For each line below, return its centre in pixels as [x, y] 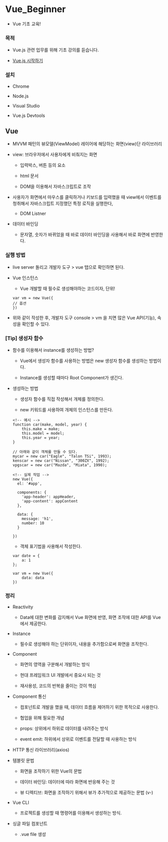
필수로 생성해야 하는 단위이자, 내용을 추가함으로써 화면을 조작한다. [84, 644]
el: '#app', [30, 483]
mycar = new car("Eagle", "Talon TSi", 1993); [62, 456]
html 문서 [29, 176]
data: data [33, 578]
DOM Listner [33, 214]
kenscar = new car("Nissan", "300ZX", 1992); [61, 461]
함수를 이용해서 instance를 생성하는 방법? [53, 350]
